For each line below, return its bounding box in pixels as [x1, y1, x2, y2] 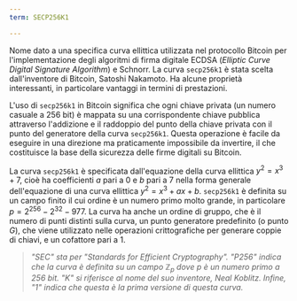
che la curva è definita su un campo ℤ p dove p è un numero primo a [30, 261, 281, 274]
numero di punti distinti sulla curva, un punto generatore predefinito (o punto [9, 215, 289, 226]
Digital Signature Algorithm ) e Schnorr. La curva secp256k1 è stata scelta [9, 64, 274, 74]
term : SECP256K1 [9, 12, 69, 22]
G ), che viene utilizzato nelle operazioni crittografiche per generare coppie [9, 225, 282, 235]
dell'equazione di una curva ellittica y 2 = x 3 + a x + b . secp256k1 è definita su [9, 184, 287, 196]
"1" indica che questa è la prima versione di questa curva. [30, 282, 244, 293]
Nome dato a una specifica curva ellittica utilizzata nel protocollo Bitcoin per [9, 45, 287, 56]
